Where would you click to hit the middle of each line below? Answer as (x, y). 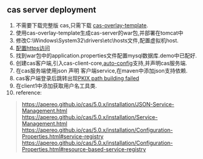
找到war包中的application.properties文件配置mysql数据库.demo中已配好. (106, 55)
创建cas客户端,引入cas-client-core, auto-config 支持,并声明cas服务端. (101, 63)
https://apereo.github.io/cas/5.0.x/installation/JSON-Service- (98, 104)
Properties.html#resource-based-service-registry (84, 149)
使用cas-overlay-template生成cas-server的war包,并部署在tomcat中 (99, 33)
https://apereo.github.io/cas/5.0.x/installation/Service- (90, 117)
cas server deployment (52, 10)
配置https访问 (33, 48)
